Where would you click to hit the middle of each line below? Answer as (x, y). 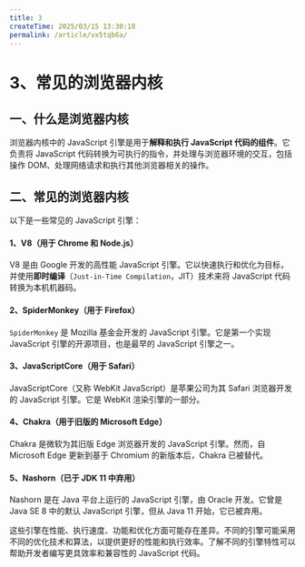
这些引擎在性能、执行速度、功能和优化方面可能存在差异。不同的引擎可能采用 (152, 531)
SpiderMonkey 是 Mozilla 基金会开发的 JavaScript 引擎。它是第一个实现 (140, 332)
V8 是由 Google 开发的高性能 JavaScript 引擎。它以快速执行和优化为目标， (149, 265)
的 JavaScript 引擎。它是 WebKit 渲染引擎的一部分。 (107, 399)
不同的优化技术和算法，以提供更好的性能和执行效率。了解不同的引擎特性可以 (152, 542)
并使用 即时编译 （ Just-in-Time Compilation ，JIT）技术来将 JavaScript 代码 (150, 276)
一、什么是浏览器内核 (69, 119)
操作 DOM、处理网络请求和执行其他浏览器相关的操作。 (112, 166)
